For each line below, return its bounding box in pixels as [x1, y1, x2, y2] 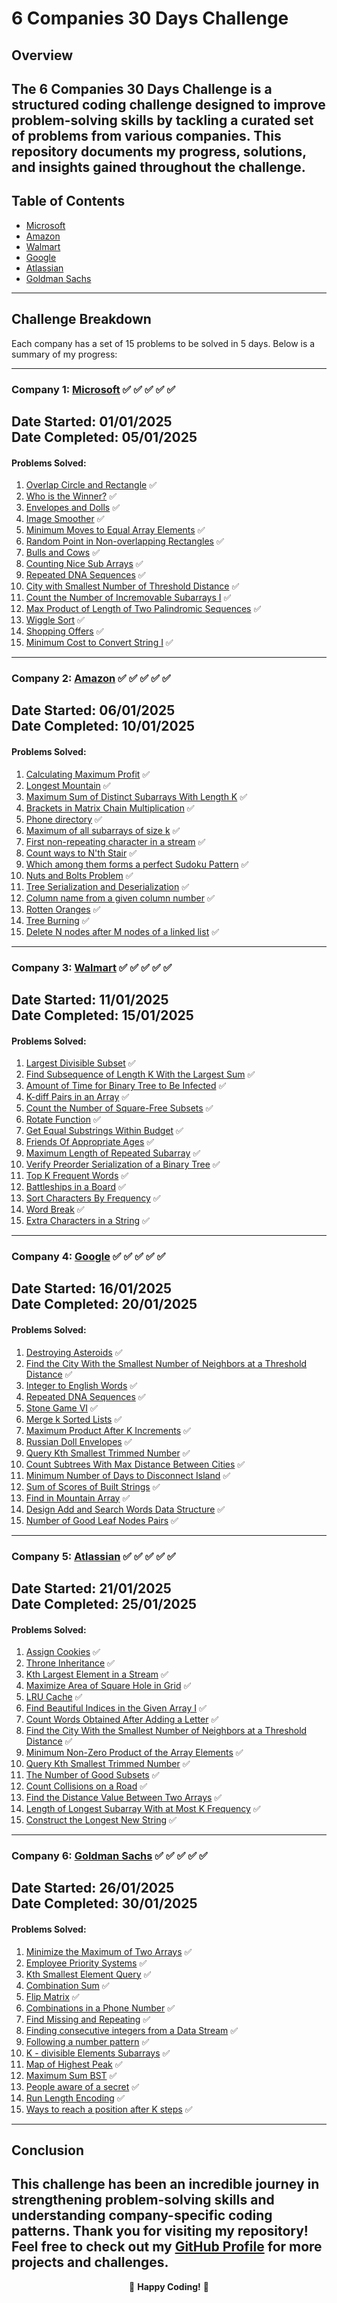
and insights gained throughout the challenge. [11, 158, 306, 176]
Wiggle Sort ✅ [25, 614, 85, 626]
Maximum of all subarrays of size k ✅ [25, 824, 181, 836]
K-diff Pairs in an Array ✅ [25, 1091, 130, 1103]
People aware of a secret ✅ [25, 2080, 140, 2092]
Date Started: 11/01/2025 [11, 991, 169, 1008]
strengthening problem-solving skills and [11, 2192, 275, 2209]
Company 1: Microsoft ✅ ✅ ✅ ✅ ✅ [11, 382, 176, 396]
